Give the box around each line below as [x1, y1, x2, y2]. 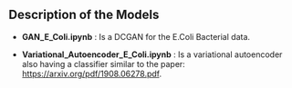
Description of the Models [8, 7, 160, 23]
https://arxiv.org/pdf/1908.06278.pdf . [21, 68, 162, 79]
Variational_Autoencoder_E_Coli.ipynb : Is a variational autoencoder [21, 49, 283, 60]
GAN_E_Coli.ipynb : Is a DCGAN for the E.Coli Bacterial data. [21, 31, 251, 42]
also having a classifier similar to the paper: [21, 58, 186, 69]
